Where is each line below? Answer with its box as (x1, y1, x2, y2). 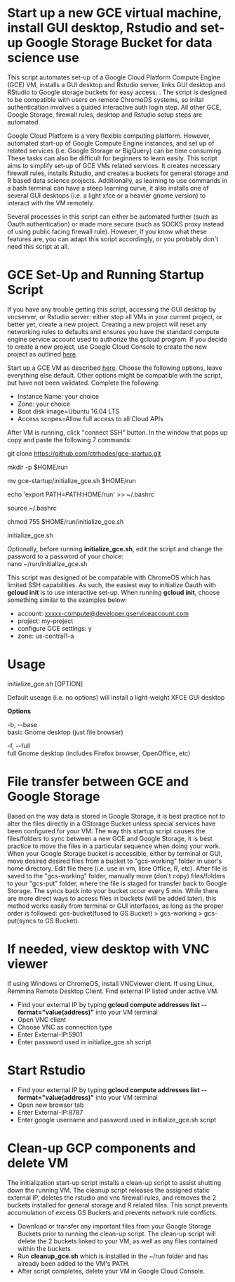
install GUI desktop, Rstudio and (7, 20, 198, 36)
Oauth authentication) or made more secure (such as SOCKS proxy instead (7, 219, 224, 228)
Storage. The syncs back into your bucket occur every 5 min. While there (7, 886, 219, 895)
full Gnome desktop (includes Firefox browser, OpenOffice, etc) (7, 749, 191, 757)
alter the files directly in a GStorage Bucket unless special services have (7, 819, 216, 828)
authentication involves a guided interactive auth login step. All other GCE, (7, 103, 222, 111)
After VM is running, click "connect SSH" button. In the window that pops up (7, 428, 228, 437)
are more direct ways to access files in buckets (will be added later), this (7, 894, 217, 902)
